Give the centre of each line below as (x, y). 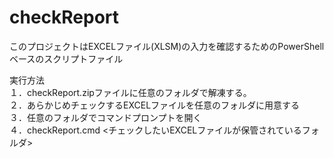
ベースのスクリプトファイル (66, 58)
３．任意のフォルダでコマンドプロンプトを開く (105, 117)
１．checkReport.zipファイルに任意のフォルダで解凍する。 (130, 92)
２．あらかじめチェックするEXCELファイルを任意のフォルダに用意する (155, 105)
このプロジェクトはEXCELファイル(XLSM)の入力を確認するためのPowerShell (167, 46)
